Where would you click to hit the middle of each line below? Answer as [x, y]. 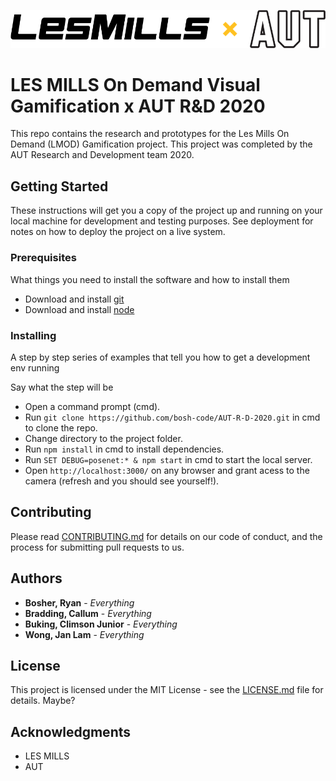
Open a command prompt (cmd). [92, 406]
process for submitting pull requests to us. [97, 547]
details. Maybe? [43, 701]
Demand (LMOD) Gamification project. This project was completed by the [161, 144]
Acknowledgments [71, 731]
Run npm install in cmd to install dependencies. [124, 449]
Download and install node [79, 309]
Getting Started [59, 186]
